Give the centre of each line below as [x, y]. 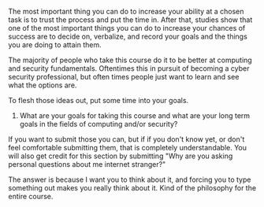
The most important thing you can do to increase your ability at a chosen [126, 11]
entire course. [31, 196]
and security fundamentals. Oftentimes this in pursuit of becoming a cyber [129, 68]
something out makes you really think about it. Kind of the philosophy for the [132, 188]
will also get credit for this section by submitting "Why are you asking [121, 156]
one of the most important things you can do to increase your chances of [127, 28]
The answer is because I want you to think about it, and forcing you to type [130, 179]
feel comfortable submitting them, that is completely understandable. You [127, 148]
